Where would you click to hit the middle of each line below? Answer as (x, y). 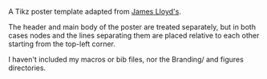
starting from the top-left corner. (62, 44)
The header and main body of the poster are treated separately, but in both (132, 27)
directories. (27, 68)
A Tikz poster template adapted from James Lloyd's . (95, 12)
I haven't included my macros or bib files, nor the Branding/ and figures (126, 59)
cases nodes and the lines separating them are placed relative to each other (134, 36)
